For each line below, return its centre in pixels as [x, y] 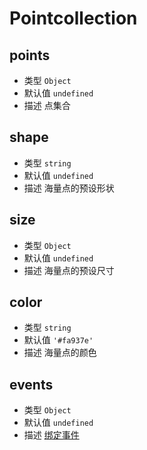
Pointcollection [73, 18]
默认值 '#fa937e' [58, 340]
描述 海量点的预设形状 [69, 188]
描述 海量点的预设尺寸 [69, 270]
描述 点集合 [47, 105]
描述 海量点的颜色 [60, 353]
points [30, 55]
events [31, 384]
